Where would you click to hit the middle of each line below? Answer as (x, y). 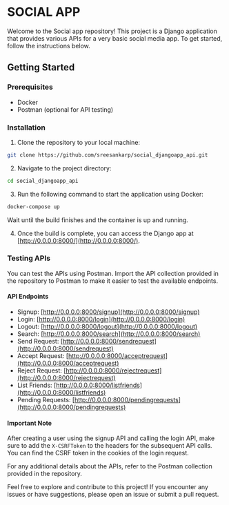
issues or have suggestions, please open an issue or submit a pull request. (113, 495)
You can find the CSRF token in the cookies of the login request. (98, 453)
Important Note (30, 423)
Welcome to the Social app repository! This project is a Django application (112, 31)
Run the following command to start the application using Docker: (110, 194)
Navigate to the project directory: (64, 168)
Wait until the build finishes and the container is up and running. (98, 220)
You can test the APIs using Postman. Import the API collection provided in (113, 273)
